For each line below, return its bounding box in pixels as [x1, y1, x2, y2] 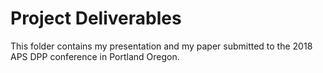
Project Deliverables [10, 7, 182, 30]
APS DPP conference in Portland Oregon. [10, 50, 180, 62]
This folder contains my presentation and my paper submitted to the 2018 [10, 40, 313, 52]
